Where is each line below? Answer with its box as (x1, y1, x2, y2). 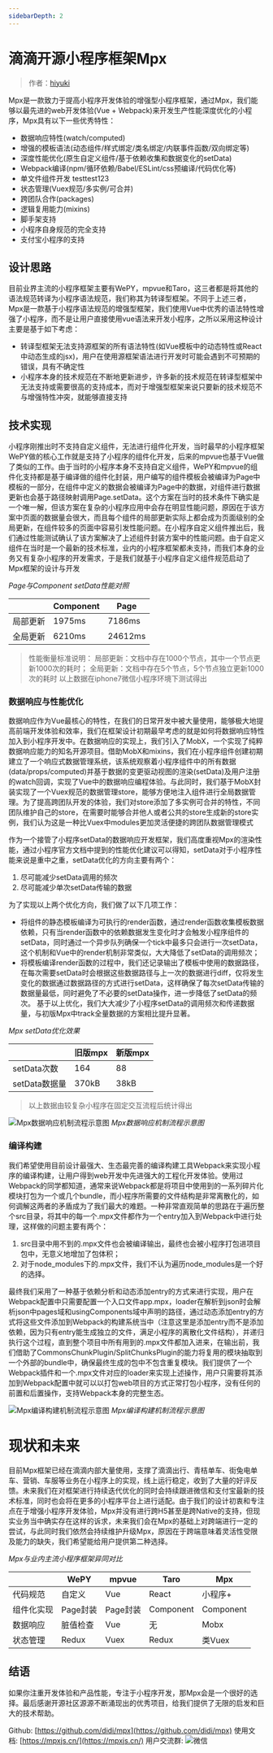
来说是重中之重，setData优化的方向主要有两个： (15, 855, 177, 865)
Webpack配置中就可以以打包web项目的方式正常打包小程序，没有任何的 (22, 1377, 262, 1387)
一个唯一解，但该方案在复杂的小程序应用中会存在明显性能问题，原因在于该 (8, 502, 258, 512)
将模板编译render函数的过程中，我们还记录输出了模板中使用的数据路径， (19, 958, 264, 968)
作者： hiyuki (28, 78, 71, 88)
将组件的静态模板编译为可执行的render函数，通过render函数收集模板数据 (19, 917, 264, 927)
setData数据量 (12, 1078, 67, 1090)
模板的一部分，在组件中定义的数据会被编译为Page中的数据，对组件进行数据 (8, 482, 261, 492)
